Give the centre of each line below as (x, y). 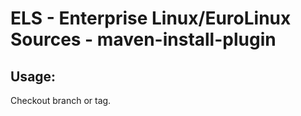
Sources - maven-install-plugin (143, 39)
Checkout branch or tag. (61, 100)
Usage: (33, 76)
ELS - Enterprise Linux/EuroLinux (151, 18)
